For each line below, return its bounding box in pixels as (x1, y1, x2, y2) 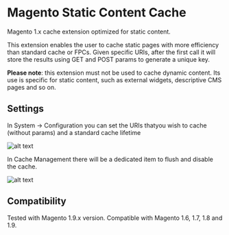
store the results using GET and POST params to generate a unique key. (7, 55, 210, 63)
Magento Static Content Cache (7, 5, 186, 21)
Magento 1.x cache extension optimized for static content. (7, 27, 171, 36)
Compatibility (7, 195, 67, 207)
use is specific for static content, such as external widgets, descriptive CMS (7, 75, 222, 84)
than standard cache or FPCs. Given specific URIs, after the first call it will (7, 48, 216, 56)
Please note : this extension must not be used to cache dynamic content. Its (7, 69, 221, 77)
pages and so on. (7, 83, 56, 91)
